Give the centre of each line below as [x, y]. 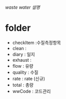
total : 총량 [23, 85]
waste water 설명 [22, 7]
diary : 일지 [23, 54]
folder [18, 28]
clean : [19, 48]
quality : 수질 [25, 72]
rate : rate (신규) [29, 78]
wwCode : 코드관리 [31, 91]
